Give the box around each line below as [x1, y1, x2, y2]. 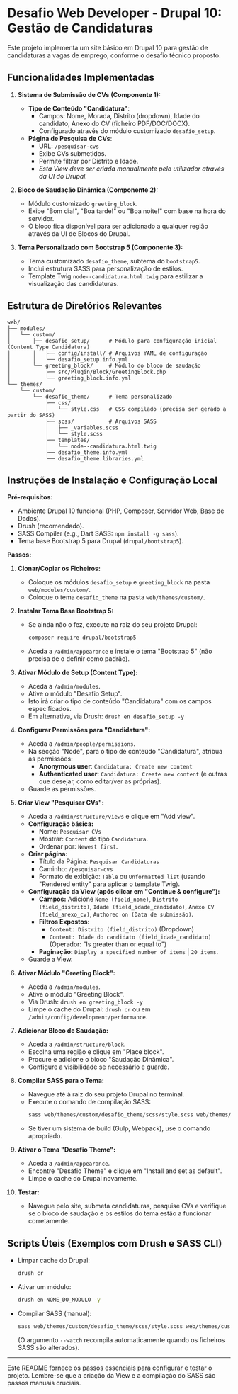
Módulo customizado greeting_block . [28, 199, 138, 208]
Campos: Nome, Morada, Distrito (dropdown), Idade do [38, 111, 200, 120]
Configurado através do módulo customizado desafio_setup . [38, 126, 216, 135]
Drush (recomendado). [17, 522, 84, 531]
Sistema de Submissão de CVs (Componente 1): [17, 90, 161, 98]
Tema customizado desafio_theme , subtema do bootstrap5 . [28, 256, 200, 265]
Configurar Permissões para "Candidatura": [17, 726, 151, 735]
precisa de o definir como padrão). [28, 654, 130, 663]
